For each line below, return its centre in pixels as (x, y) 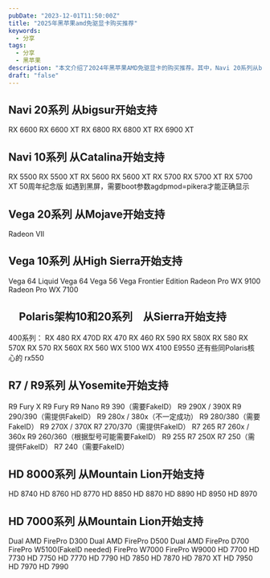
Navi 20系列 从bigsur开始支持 (83, 110)
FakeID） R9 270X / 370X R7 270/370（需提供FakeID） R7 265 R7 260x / (129, 426)
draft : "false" (34, 75)
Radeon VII (27, 234)
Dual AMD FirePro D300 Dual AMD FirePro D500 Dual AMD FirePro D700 (129, 541)
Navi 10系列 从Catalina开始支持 (86, 157)
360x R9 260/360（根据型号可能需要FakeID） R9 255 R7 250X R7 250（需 (132, 436)
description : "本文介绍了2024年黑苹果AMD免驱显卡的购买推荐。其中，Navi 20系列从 (133, 68)
